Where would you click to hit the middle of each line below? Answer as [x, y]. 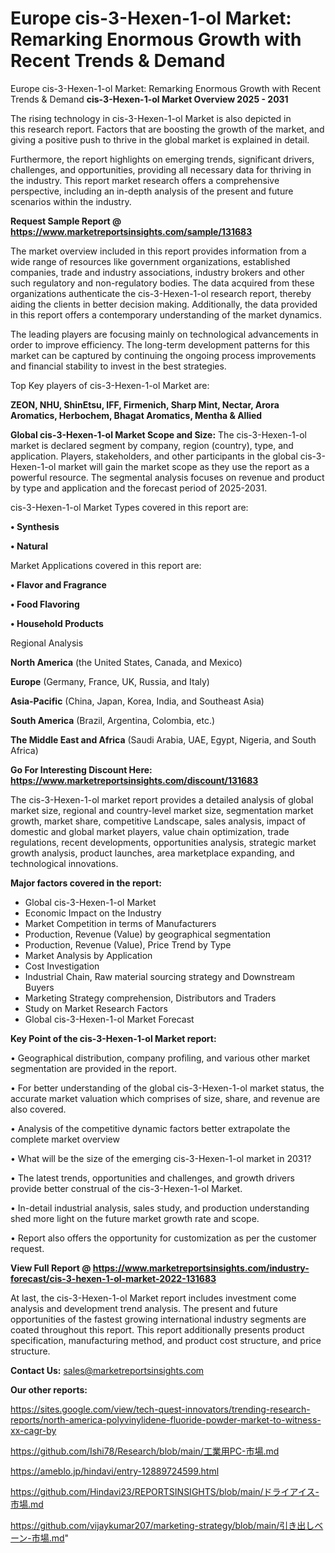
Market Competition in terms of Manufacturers [120, 923]
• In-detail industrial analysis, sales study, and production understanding [160, 1208]
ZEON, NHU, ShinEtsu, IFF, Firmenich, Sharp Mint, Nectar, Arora [145, 404]
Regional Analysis [47, 643]
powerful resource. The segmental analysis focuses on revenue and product [167, 477]
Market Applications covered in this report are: [106, 565]
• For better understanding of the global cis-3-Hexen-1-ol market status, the [167, 1088]
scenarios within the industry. [71, 201]
